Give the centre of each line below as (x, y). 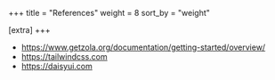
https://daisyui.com (57, 66)
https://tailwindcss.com (64, 56)
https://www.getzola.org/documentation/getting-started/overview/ (143, 47)
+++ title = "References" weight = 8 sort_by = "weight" (109, 13)
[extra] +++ (29, 30)
